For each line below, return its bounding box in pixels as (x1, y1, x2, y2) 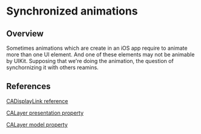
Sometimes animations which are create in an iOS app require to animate (6, 44, 188, 52)
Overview (6, 28, 44, 39)
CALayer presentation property (6, 109, 84, 116)
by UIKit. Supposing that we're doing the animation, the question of (6, 58, 174, 64)
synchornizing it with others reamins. (6, 64, 99, 71)
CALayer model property (6, 121, 68, 128)
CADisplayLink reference (6, 97, 68, 104)
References (6, 81, 51, 92)
